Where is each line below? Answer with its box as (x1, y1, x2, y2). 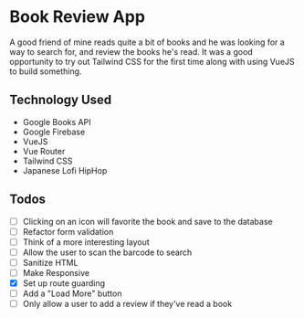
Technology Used (9, 92, 112, 108)
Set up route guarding (22, 277, 106, 289)
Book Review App (9, 6, 146, 27)
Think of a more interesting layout (22, 236, 151, 248)
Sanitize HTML (22, 257, 79, 268)
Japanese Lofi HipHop (22, 164, 108, 175)
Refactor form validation (22, 226, 114, 237)
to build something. (9, 66, 82, 77)
